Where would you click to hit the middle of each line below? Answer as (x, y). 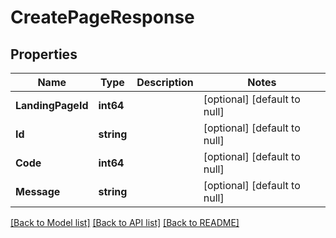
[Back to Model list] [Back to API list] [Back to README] (125, 222)
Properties (44, 54)
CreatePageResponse (102, 17)
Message (38, 191)
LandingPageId (52, 105)
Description (165, 82)
